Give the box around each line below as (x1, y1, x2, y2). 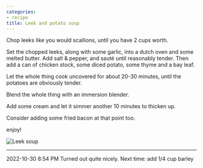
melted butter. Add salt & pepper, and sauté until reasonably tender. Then (6, 55, 189, 62)
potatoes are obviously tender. (6, 79, 83, 86)
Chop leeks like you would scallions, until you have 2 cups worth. (6, 37, 169, 44)
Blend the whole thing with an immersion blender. (6, 91, 130, 99)
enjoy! (6, 126, 22, 134)
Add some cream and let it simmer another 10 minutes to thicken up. (6, 103, 176, 110)
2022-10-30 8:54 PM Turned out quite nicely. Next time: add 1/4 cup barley (6, 155, 194, 163)
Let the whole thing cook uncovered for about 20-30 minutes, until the (6, 73, 181, 80)
